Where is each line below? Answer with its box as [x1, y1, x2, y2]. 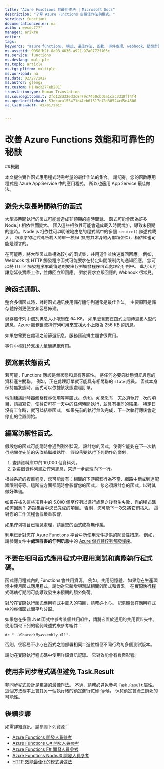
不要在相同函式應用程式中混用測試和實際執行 [5, 554, 140, 562]
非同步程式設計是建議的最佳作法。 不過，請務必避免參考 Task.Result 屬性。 [5, 682, 157, 688]
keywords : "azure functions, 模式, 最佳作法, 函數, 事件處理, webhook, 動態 [5, 44, 155, 49]
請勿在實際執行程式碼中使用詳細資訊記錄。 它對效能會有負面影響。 [5, 652, 139, 658]
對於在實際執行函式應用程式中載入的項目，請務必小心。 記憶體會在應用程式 [5, 600, 156, 606]
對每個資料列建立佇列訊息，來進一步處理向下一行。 [12, 466, 115, 472]
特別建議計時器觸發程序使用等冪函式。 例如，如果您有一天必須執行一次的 [5, 395, 152, 401]
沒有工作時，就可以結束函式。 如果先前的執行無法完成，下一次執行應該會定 [5, 407, 156, 413]
